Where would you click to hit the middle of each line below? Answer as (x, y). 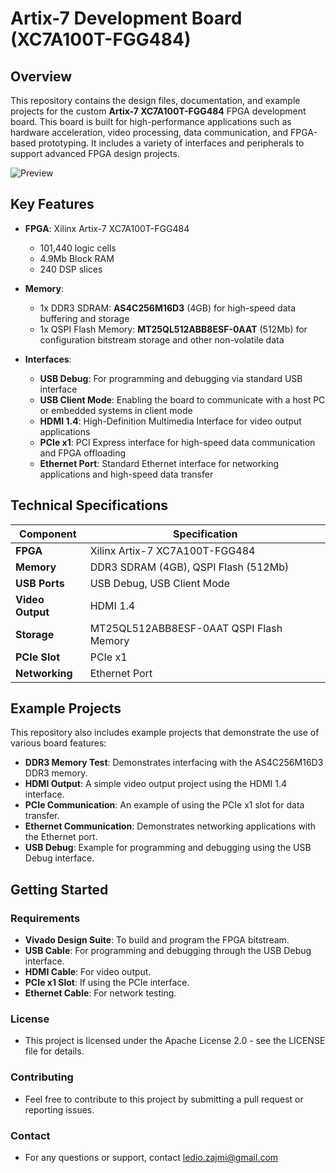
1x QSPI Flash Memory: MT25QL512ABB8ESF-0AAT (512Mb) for (173, 329)
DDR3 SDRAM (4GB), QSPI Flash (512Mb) (189, 567)
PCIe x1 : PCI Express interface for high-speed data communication (177, 442)
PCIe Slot (38, 657)
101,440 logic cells (78, 248)
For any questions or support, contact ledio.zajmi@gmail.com (151, 1158)
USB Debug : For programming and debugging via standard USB (171, 378)
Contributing (42, 1077)
